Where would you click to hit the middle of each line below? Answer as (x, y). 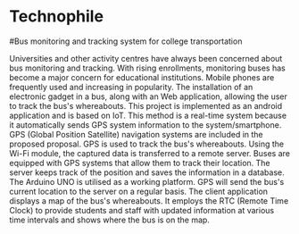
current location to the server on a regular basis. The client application (139, 191)
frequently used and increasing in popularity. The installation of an (131, 87)
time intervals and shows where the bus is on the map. (109, 220)
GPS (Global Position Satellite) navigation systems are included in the (136, 134)
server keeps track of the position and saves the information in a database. (147, 172)
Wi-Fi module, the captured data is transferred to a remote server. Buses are (149, 153)
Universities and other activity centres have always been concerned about (146, 58)
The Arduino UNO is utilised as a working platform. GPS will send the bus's (147, 181)
